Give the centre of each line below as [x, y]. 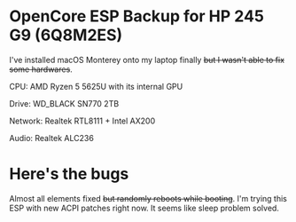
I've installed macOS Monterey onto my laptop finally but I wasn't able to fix [147, 59]
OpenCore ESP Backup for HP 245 [136, 16]
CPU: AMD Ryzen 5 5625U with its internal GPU [96, 86]
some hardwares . [41, 69]
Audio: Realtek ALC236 [52, 138]
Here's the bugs [69, 174]
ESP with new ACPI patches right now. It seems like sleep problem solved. [144, 208]
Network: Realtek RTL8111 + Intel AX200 [82, 121]
